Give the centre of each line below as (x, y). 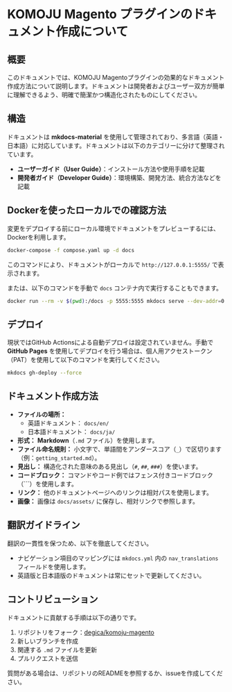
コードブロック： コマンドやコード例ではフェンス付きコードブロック (115, 475)
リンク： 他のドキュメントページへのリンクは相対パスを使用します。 (115, 492)
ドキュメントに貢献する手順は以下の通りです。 (74, 617)
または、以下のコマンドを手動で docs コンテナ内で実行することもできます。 (115, 288)
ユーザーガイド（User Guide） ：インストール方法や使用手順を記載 (111, 169)
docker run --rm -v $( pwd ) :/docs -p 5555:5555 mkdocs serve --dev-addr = (114, 301)
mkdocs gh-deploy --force (44, 373)
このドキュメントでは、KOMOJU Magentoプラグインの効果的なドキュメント (116, 77)
